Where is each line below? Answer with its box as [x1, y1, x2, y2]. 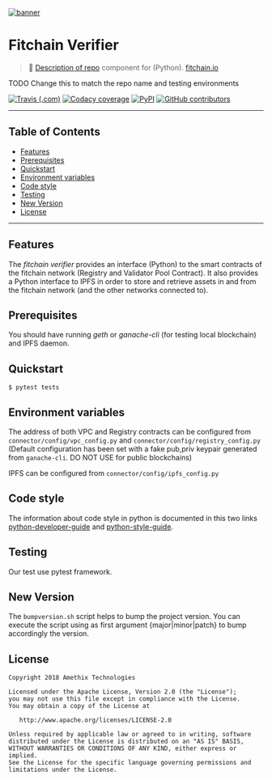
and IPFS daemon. [8, 338, 70, 348]
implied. [8, 752, 38, 760]
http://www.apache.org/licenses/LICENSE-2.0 [19, 716, 172, 724]
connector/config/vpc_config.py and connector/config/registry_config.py [8, 435, 261, 445]
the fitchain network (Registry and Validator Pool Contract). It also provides [8, 268, 259, 278]
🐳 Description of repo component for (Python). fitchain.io [28, 62, 219, 72]
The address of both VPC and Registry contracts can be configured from [8, 427, 251, 436]
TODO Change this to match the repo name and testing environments [8, 78, 240, 88]
